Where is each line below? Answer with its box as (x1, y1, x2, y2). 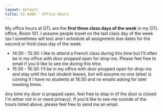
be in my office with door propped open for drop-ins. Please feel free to (12, 55, 157, 61)
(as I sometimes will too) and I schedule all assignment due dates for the (5, 35, 150, 42)
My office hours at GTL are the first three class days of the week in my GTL (5, 25, 159, 31)
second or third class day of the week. (5, 41, 82, 46)
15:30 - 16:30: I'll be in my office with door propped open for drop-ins (12, 66, 152, 71)
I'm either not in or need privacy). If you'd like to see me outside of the (5, 96, 146, 102)
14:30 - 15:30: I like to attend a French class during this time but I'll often (12, 50, 158, 56)
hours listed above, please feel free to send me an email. (5, 101, 119, 107)
